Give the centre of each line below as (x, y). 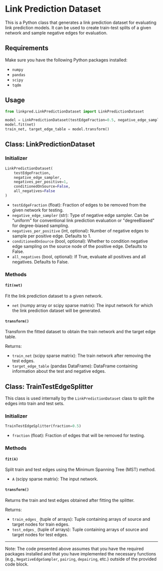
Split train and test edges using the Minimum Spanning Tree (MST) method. (81, 470)
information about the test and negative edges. (59, 371)
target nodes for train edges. (41, 524)
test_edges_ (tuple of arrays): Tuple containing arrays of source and (80, 529)
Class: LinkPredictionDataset (50, 144)
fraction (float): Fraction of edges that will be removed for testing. (79, 436)
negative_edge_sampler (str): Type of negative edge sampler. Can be (80, 215)
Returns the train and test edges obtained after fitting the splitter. (70, 500)
